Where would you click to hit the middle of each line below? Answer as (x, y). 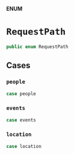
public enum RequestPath (37, 47)
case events (21, 120)
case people (21, 94)
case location (24, 146)
